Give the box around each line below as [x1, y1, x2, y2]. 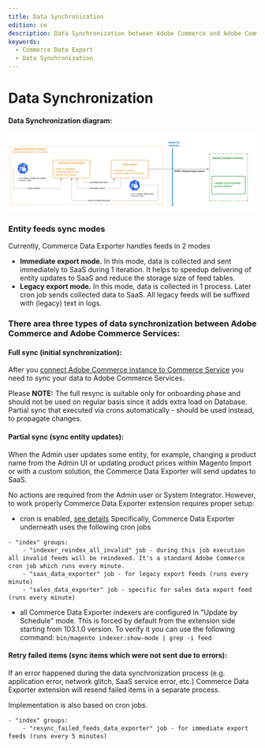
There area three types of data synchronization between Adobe [8, 318, 257, 329]
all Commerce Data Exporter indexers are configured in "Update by [19, 608, 238, 617]
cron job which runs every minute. [8, 562, 125, 570]
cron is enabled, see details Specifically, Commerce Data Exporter [19, 514, 235, 523]
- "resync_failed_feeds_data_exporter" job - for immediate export [22, 724, 248, 732]
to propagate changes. [8, 414, 82, 424]
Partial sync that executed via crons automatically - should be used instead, [8, 406, 255, 415]
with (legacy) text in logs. [19, 298, 103, 308]
